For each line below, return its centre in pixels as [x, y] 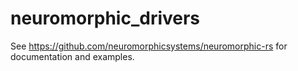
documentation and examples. [72, 56]
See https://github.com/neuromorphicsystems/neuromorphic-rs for [149, 46]
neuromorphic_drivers [105, 18]
